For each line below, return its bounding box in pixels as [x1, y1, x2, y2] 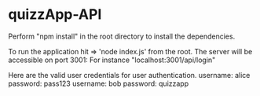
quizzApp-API [8, 6, 102, 24]
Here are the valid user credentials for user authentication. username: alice [8, 70, 251, 79]
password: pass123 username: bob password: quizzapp [8, 79, 189, 88]
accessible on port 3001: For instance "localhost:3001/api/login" [8, 55, 216, 65]
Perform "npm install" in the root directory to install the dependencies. [8, 31, 236, 41]
